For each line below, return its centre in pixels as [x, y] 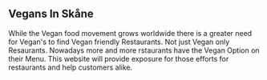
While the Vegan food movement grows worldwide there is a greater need [130, 33]
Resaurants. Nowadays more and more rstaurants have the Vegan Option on [134, 50]
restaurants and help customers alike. [71, 67]
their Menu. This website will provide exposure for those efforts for [119, 58]
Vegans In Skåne [51, 14]
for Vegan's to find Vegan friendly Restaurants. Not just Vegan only [119, 42]
